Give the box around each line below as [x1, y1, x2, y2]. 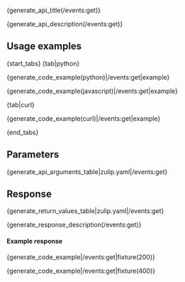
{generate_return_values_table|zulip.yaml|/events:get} [6, 207, 164, 215]
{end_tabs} [6, 128, 39, 136]
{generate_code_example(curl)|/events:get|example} [6, 114, 161, 123]
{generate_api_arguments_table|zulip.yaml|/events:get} [6, 167, 168, 176]
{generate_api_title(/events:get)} [6, 6, 101, 14]
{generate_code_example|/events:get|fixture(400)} [6, 266, 156, 275]
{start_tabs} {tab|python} [6, 59, 80, 67]
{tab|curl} [6, 100, 35, 109]
